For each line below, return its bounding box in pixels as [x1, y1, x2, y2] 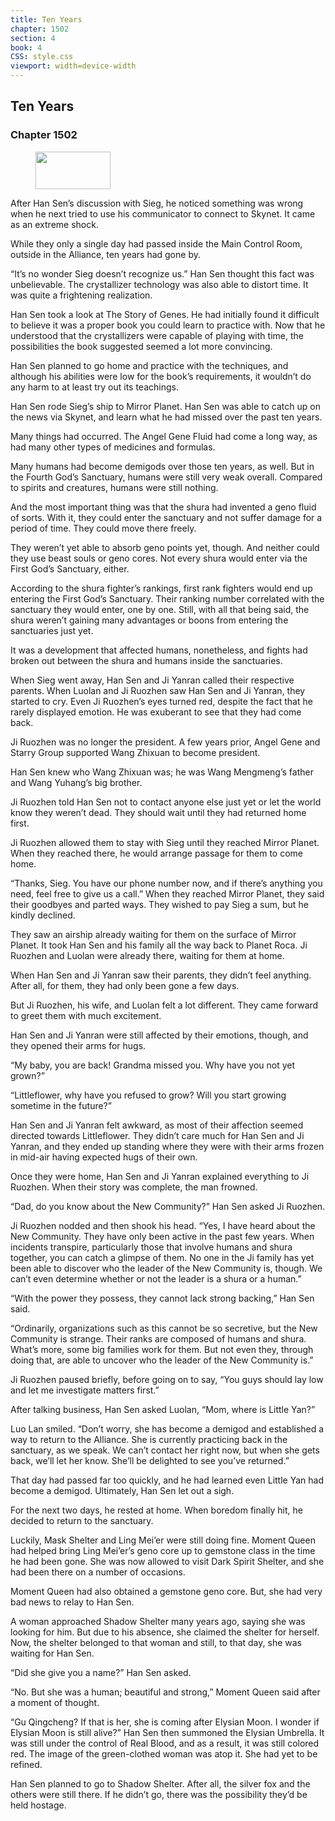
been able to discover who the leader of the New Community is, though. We [10, 1262, 323, 1274]
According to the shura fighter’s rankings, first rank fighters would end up [10, 582, 313, 594]
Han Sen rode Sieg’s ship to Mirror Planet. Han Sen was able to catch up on [10, 400, 321, 412]
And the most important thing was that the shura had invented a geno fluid [10, 501, 317, 513]
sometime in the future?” [10, 1099, 112, 1111]
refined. [10, 1758, 43, 1770]
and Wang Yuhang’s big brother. [10, 776, 143, 788]
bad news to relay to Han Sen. [10, 1596, 135, 1608]
